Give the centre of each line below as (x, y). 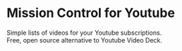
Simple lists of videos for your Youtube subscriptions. (84, 33)
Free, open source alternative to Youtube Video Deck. (85, 40)
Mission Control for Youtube (91, 13)
